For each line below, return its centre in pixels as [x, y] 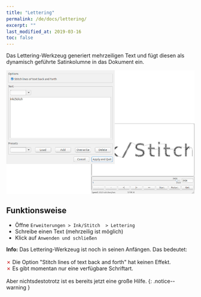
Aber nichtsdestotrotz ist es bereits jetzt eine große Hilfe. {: [79, 281]
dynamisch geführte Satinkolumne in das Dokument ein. [75, 62]
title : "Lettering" [31, 13]
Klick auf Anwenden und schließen [56, 238]
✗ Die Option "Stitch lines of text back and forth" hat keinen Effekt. [89, 262]
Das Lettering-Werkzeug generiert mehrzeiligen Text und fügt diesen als [95, 56]
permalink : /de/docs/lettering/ [46, 19]
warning [16, 287]
